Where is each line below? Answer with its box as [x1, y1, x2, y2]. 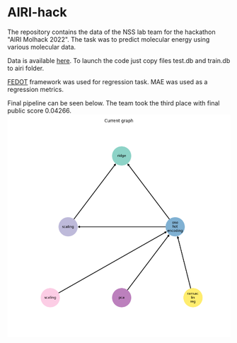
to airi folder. [7, 64, 45, 72]
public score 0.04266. [7, 106, 72, 115]
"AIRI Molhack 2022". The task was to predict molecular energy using [7, 35, 210, 43]
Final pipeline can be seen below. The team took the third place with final [7, 98, 220, 107]
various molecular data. [7, 42, 76, 51]
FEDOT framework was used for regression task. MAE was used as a [7, 77, 208, 86]
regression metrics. [7, 85, 64, 93]
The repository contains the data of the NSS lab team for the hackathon [7, 28, 216, 36]
